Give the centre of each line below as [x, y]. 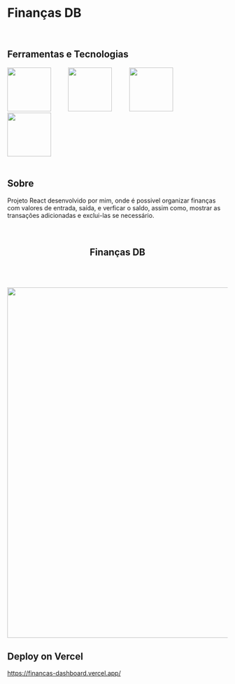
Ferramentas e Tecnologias [68, 54]
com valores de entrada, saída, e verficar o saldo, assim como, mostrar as [114, 207]
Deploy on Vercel [45, 656]
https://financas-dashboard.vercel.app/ [64, 673]
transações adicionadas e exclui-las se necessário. [81, 215]
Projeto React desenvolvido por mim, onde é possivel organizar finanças [112, 200]
